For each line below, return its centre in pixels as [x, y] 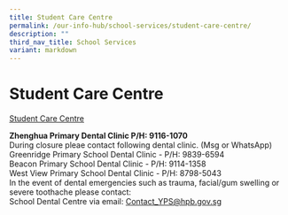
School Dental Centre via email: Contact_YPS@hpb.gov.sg [115, 202]
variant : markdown [43, 50]
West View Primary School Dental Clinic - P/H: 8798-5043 [115, 173]
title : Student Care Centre [61, 17]
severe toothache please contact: [70, 192]
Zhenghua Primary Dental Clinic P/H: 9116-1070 [98, 136]
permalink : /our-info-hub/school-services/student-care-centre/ [130, 26]
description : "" [39, 34]
